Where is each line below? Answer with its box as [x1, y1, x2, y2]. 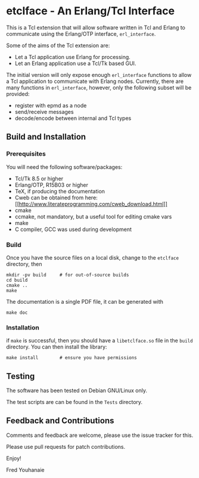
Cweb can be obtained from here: [14, 194, 98, 201]
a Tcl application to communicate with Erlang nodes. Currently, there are [6, 78, 184, 85]
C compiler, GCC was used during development [14, 226, 132, 233]
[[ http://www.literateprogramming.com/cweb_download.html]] [14, 200, 168, 207]
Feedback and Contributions [6, 416, 114, 426]
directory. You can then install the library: [6, 343, 107, 350]
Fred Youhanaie [6, 466, 45, 473]
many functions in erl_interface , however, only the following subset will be [6, 84, 192, 91]
